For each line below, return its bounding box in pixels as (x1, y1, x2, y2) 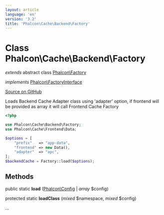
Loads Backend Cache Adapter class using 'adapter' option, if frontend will (5, 98, 160, 104)
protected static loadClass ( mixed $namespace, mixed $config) (5, 195, 137, 201)
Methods (5, 172, 34, 181)
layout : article (5, 7, 39, 12)
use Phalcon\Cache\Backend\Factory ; (5, 122, 81, 127)
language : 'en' (5, 12, 37, 17)
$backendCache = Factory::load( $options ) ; (5, 159, 95, 164)
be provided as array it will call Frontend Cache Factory (5, 104, 119, 110)
